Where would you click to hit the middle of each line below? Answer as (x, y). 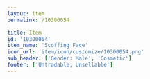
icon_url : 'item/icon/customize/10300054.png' (76, 52)
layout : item (26, 14)
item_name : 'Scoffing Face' (48, 46)
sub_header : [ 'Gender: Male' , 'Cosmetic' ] (69, 59)
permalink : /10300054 (39, 20)
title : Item (24, 33)
